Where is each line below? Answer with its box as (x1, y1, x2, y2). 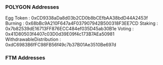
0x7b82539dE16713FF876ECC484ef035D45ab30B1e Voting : (5, 26, 134, 32)
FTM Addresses (5, 54, 46, 61)
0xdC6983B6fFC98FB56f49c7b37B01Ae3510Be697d (5, 42, 117, 48)
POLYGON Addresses (5, 4, 59, 11)
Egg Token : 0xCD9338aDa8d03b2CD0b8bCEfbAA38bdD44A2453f (5, 15, 148, 21)
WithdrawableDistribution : (5, 36, 61, 42)
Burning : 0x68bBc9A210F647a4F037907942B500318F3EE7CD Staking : (5, 20, 158, 26)
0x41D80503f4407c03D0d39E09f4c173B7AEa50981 (5, 31, 115, 37)
